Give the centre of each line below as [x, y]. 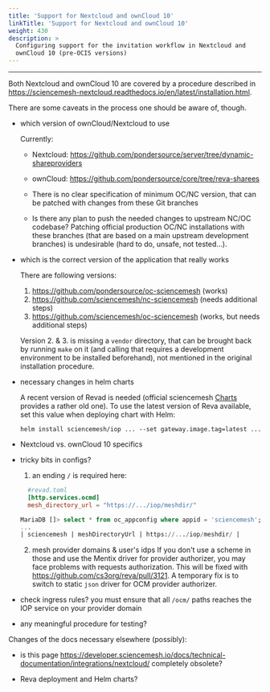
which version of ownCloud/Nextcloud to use [95, 123]
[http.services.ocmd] [64, 497]
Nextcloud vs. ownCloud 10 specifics [81, 444]
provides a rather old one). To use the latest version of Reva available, [135, 406]
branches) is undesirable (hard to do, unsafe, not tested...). [129, 244]
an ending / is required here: [79, 475]
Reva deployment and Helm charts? [79, 679]
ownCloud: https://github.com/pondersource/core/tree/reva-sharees [145, 179]
